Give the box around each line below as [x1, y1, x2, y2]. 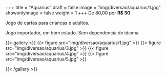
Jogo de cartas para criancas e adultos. [5, 20, 90, 26]
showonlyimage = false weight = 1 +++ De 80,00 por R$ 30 [5, 10, 131, 16]
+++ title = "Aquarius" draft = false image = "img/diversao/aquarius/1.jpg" [5, 5, 161, 10]
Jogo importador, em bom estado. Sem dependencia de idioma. [5, 30, 140, 35]
